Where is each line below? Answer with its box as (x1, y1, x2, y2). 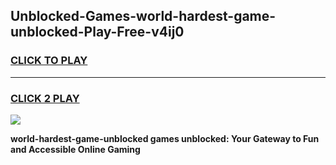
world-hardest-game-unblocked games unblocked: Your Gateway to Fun (10, 132, 320, 144)
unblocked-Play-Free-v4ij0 (10, 24, 185, 41)
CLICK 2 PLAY (10, 91, 80, 105)
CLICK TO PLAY (10, 54, 88, 68)
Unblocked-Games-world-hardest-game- (10, 8, 277, 25)
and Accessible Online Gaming (10, 143, 141, 155)
